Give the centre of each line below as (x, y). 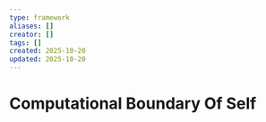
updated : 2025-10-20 (48, 59)
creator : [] (31, 34)
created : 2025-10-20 (48, 51)
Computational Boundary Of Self (133, 104)
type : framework (39, 17)
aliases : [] (31, 26)
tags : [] (26, 43)
